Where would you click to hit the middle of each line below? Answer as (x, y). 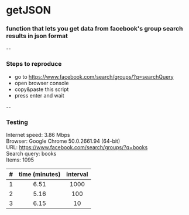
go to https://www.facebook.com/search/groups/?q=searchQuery (94, 76)
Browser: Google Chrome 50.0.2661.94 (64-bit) (63, 141)
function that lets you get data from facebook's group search (94, 29)
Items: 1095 (20, 160)
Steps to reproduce (34, 64)
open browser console (42, 83)
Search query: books (31, 154)
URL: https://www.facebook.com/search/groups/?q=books (77, 147)
